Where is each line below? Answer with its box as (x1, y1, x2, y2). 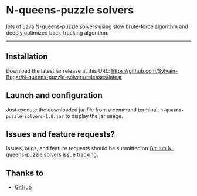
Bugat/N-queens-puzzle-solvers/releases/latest (6, 73, 122, 80)
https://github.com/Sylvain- (111, 67, 178, 74)
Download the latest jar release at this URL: (6, 67, 110, 74)
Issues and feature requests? (6, 129, 116, 139)
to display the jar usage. (65, 112, 123, 119)
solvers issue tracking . (43, 151, 98, 158)
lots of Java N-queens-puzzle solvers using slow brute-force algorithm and (6, 23, 189, 30)
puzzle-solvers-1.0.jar (6, 113, 64, 119)
